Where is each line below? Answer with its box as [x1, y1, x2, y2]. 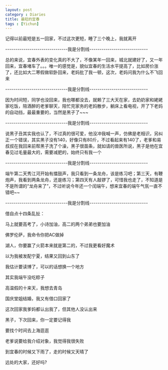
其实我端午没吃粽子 [5, 274, 45, 280]
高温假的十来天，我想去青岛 [5, 285, 62, 291]
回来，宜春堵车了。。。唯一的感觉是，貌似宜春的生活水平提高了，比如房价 [5, 63, 154, 69]
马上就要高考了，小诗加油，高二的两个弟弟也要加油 [5, 221, 110, 227]
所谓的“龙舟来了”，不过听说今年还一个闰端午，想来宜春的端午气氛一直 [13, 183, 158, 189]
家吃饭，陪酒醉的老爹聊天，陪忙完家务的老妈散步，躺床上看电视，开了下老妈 [5, 103, 163, 109]
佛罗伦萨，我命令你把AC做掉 [5, 232, 64, 238]
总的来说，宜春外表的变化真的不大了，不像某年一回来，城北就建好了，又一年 [5, 57, 163, 63]
